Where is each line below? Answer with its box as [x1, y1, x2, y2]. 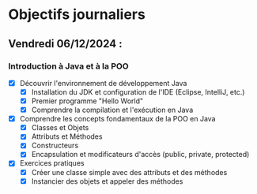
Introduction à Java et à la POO [8, 61, 129, 72]
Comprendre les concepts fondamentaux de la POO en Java [19, 114, 216, 124]
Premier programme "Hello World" [31, 96, 144, 106]
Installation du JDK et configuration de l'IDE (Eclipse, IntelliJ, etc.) [31, 87, 245, 96]
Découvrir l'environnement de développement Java [19, 78, 187, 88]
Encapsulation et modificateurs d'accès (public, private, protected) [31, 150, 250, 159]
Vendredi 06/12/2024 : [8, 37, 123, 50]
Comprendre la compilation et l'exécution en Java [31, 105, 194, 115]
